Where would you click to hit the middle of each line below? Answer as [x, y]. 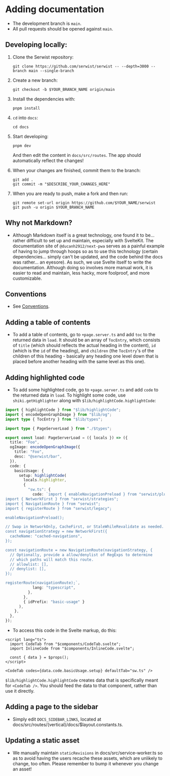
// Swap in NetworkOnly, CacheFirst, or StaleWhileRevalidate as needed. [85, 527]
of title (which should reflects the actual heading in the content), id [84, 345]
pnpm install [26, 108]
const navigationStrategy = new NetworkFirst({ [56, 532]
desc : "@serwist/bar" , [38, 457]
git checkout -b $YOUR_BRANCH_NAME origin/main [63, 89]
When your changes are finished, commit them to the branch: [76, 170]
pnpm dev [22, 146]
